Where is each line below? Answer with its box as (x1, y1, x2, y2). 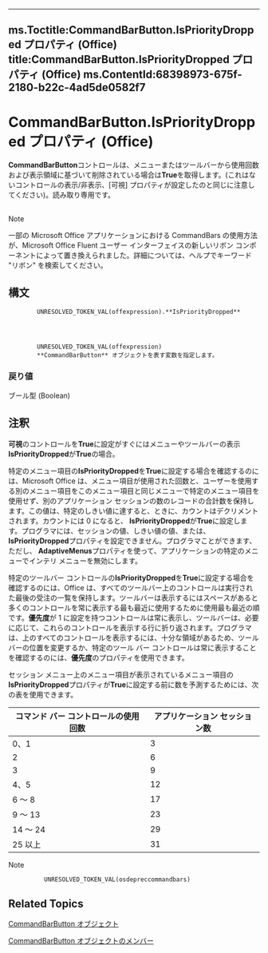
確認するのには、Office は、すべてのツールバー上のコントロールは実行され (8, 582, 254, 592)
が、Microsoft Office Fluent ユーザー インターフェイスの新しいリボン (8, 240, 234, 250)
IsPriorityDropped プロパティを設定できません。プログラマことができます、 (8, 536, 257, 546)
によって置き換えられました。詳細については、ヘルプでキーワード (35, 250, 253, 260)
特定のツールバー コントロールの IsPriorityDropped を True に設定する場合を (8, 573, 254, 582)
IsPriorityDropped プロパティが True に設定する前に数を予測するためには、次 (8, 680, 259, 689)
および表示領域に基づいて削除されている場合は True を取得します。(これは (8, 170, 250, 180)
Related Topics (8, 897, 84, 911)
